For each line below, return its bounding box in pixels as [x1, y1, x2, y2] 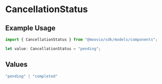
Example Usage [5, 24, 56, 32]
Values [5, 60, 28, 69]
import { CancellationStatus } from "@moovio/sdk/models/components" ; [5, 37, 158, 42]
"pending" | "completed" [5, 73, 58, 79]
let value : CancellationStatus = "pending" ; [5, 46, 101, 51]
